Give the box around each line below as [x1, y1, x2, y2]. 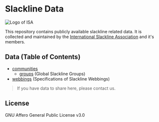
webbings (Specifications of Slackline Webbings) [12, 76, 110, 81]
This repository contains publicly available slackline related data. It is [5, 28, 142, 34]
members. [5, 39, 26, 44]
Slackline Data [5, 3, 64, 14]
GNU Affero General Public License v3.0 [5, 112, 85, 118]
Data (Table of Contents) [5, 53, 81, 61]
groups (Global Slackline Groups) [19, 71, 86, 77]
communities [12, 66, 38, 71]
